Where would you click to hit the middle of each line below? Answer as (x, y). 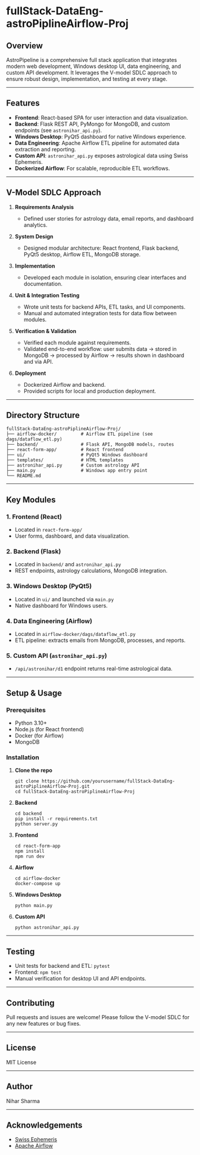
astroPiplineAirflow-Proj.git (52, 787)
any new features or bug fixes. (44, 1023)
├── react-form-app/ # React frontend (65, 450)
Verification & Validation (46, 331)
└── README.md (24, 476)
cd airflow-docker (37, 878)
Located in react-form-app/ (49, 530)
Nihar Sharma (23, 1101)
